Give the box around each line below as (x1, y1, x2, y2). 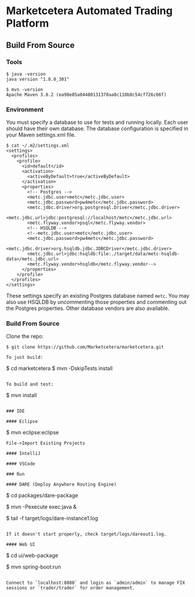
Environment (6, 105, 44, 113)
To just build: (6, 355, 43, 361)
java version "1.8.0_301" (6, 76, 69, 82)
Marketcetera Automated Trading (6, 4, 173, 18)
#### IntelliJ (6, 451, 41, 457)
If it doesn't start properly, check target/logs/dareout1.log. (6, 532, 167, 537)
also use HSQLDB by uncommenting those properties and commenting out (6, 299, 187, 306)
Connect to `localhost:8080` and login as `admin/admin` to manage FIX (6, 580, 185, 586)
